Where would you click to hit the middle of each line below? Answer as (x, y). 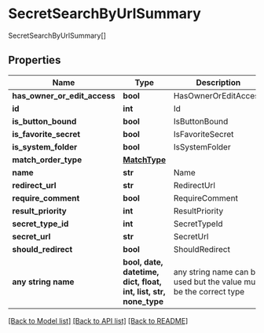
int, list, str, (145, 291)
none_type (143, 302)
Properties (35, 60)
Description (218, 82)
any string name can (211, 272)
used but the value (207, 282)
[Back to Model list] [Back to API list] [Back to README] (98, 320)
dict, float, (142, 282)
